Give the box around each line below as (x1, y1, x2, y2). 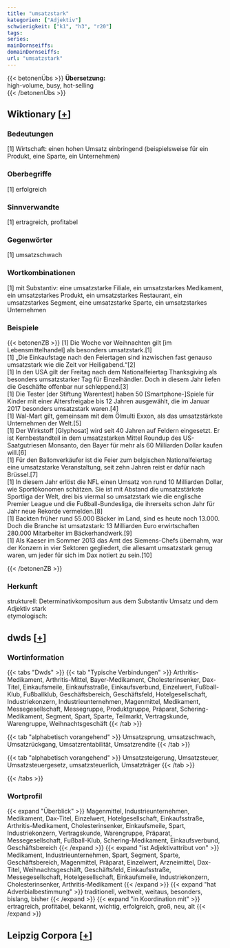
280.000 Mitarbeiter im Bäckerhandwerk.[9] (7, 529, 132, 537)
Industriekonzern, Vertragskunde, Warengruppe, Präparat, (7, 829, 172, 838)
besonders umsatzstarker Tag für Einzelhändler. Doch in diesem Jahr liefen (7, 375, 221, 383)
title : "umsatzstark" (7, 10, 70, 17)
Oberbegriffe (7, 170, 52, 179)
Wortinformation (7, 652, 64, 662)
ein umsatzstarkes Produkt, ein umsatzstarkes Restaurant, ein (7, 291, 182, 299)
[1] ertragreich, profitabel (7, 218, 78, 226)
